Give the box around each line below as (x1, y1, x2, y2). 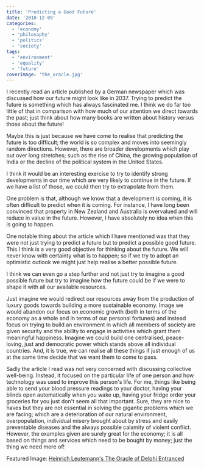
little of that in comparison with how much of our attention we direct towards (6, 107, 199, 115)
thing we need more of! (6, 443, 65, 450)
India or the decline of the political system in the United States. (6, 158, 164, 165)
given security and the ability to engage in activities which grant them (6, 328, 181, 335)
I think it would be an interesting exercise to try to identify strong (6, 170, 169, 178)
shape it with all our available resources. (6, 283, 108, 290)
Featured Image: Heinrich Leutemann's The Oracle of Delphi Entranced (6, 455, 185, 463)
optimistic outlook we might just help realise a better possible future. (6, 259, 178, 266)
